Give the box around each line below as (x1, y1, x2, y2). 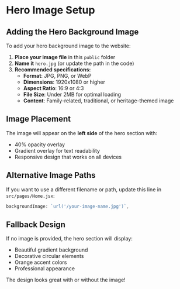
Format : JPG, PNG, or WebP (23, 73, 92, 79)
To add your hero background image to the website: (6, 42, 131, 49)
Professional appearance (14, 265, 75, 272)
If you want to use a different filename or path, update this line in (6, 185, 162, 193)
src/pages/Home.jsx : (6, 192, 55, 199)
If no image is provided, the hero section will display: (6, 235, 133, 242)
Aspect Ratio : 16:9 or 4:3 (23, 85, 84, 91)
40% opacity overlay (14, 141, 65, 148)
